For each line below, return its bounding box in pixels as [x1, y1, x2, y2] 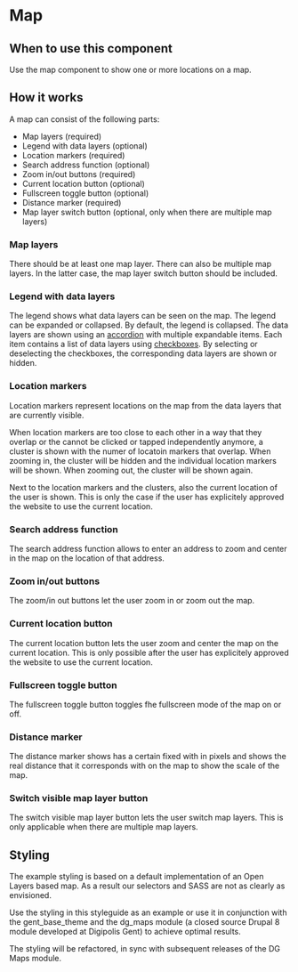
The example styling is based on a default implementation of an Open [9, 871, 264, 882]
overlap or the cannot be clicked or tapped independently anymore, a [9, 436, 264, 447]
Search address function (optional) [21, 159, 150, 170]
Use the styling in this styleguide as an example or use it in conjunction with [9, 907, 287, 918]
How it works [9, 90, 84, 105]
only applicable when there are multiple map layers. [9, 822, 198, 832]
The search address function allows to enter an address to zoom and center [9, 544, 287, 554]
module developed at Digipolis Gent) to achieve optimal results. [9, 927, 242, 937]
